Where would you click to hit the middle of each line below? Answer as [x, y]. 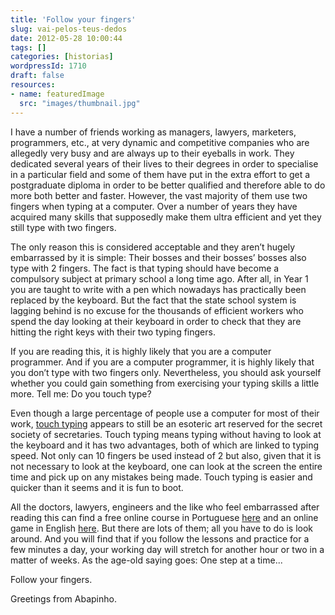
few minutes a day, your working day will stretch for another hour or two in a [167, 549]
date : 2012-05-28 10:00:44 [66, 38]
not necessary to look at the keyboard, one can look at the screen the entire [166, 466]
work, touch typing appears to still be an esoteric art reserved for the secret [166, 423]
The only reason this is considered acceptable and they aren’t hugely [153, 247]
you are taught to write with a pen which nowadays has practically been [158, 289]
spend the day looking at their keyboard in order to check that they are [156, 321]
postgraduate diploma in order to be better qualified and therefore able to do [168, 185]
